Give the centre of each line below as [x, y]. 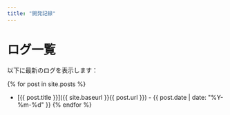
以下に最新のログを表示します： [52, 70]
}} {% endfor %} [69, 105]
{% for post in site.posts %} [47, 84]
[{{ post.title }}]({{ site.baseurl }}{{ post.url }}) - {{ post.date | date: [112, 97]
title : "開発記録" [32, 13]
